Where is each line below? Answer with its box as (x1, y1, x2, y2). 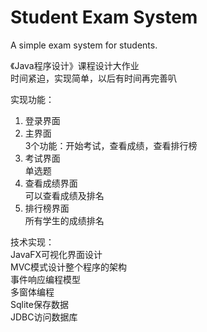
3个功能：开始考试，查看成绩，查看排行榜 (24, 139, 198, 151)
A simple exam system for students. (10, 39, 158, 51)
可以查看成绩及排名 (24, 189, 105, 201)
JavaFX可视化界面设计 (10, 248, 103, 260)
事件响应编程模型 (10, 273, 81, 285)
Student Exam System (10, 6, 198, 29)
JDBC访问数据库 (10, 311, 78, 323)
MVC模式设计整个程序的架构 (10, 261, 128, 273)
